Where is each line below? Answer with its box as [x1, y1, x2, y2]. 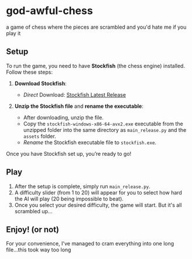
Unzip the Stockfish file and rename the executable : [14, 103, 143, 110]
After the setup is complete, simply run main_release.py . [14, 183, 151, 190]
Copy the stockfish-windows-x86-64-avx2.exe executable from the [23, 120, 183, 127]
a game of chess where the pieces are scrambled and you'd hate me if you [6, 23, 187, 30]
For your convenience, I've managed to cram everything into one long [6, 240, 174, 247]
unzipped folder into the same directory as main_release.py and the [23, 126, 187, 133]
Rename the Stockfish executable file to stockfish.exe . [23, 139, 157, 146]
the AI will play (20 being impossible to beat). [14, 195, 124, 202]
